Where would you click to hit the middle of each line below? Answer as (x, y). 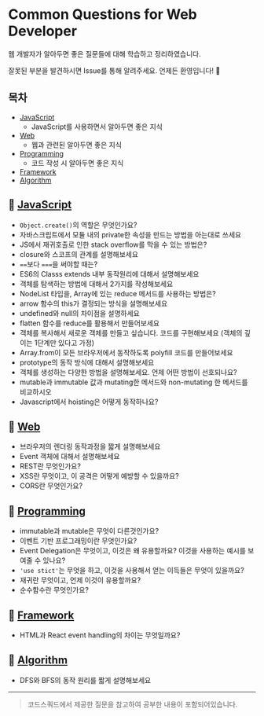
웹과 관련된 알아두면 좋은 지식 (76, 145)
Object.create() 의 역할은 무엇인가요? (78, 225)
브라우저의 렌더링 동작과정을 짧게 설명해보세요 (90, 446)
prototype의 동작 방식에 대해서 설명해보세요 (87, 362)
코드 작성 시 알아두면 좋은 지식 (77, 163)
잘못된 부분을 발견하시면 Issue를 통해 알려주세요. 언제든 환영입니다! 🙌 (114, 70)
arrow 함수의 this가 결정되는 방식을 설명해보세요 (93, 303)
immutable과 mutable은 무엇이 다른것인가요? (89, 531)
